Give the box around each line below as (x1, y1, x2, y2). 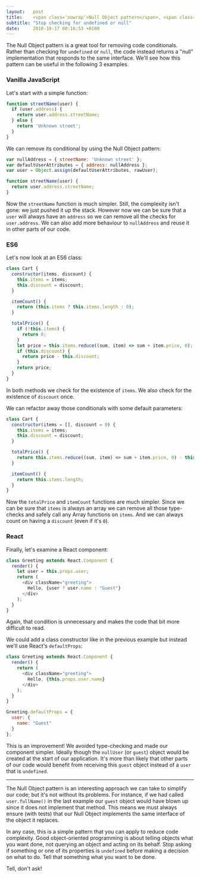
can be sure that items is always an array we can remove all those (6, 505, 168, 512)
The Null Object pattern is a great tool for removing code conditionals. (6, 42, 178, 49)
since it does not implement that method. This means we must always (6, 803, 177, 811)
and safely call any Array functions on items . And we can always (25, 511, 183, 518)
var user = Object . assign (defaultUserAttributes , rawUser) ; (6, 168, 159, 174)
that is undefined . (6, 768, 49, 775)
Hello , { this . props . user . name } (27, 676, 105, 682)
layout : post (6, 8, 44, 15)
